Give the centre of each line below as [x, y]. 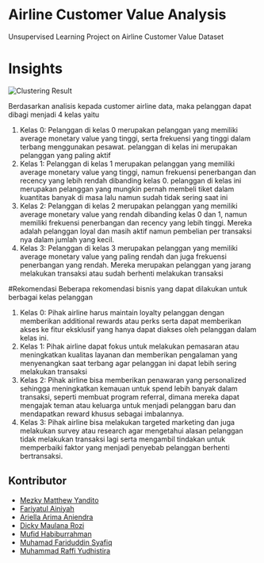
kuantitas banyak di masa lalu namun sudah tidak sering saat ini [124, 197]
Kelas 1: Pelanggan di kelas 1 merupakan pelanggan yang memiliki [127, 164]
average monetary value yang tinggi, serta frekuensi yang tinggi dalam [135, 138]
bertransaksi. [41, 456]
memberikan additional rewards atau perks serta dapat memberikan [130, 321]
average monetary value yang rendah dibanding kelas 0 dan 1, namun [133, 214]
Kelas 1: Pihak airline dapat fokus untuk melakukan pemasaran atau [129, 346]
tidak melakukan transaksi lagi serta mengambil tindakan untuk [122, 439]
